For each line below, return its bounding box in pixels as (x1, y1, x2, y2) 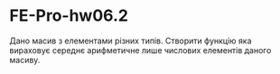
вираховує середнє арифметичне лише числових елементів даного (9, 44, 272, 55)
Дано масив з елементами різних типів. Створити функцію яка (9, 35, 252, 46)
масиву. (9, 54, 41, 65)
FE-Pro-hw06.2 (9, 5, 129, 26)
